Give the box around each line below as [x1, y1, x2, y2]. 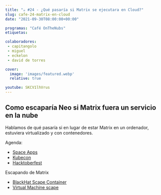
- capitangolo [7, 44, 37, 49]
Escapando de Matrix [5, 169, 49, 175]
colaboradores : [5, 39, 37, 44]
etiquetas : [5, 30, 28, 35]
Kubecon [12, 154, 31, 160]
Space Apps [12, 149, 38, 155]
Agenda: [5, 139, 23, 145]
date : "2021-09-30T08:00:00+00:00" [5, 16, 79, 21]
